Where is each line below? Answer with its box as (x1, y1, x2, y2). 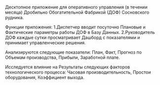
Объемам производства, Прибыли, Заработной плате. (5, 55, 120, 60)
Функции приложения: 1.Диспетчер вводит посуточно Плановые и (5, 24, 146, 30)
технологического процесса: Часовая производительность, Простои (5, 69, 151, 75)
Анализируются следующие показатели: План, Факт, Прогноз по (5, 49, 142, 55)
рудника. (5, 15, 24, 20)
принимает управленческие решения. (5, 40, 86, 46)
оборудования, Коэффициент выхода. (5, 75, 85, 80)
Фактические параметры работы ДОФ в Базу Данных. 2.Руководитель (5, 29, 155, 35)
